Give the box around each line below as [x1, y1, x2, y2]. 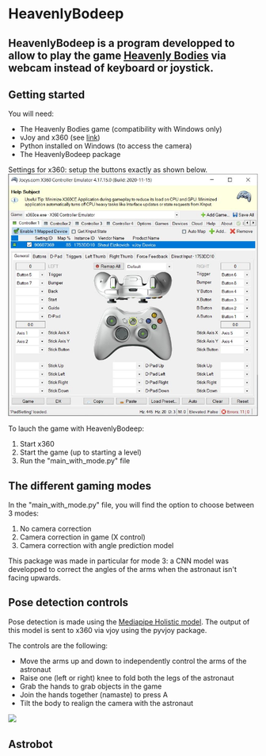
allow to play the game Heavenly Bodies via [8, 48, 227, 62]
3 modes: [8, 508, 40, 518]
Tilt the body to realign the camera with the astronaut [19, 698, 194, 708]
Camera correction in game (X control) [19, 532, 146, 542]
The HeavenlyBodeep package [19, 150, 121, 159]
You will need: [8, 109, 54, 119]
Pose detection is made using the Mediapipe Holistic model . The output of [8, 616, 250, 627]
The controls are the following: [8, 640, 108, 650]
